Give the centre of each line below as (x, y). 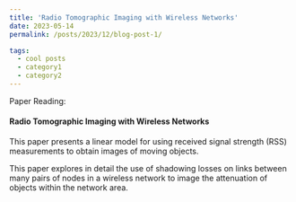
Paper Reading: (38, 101)
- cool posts (42, 59)
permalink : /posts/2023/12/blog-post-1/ (86, 34)
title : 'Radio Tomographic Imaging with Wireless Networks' (124, 18)
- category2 (40, 76)
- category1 (40, 67)
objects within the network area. (69, 188)
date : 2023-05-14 (42, 26)
